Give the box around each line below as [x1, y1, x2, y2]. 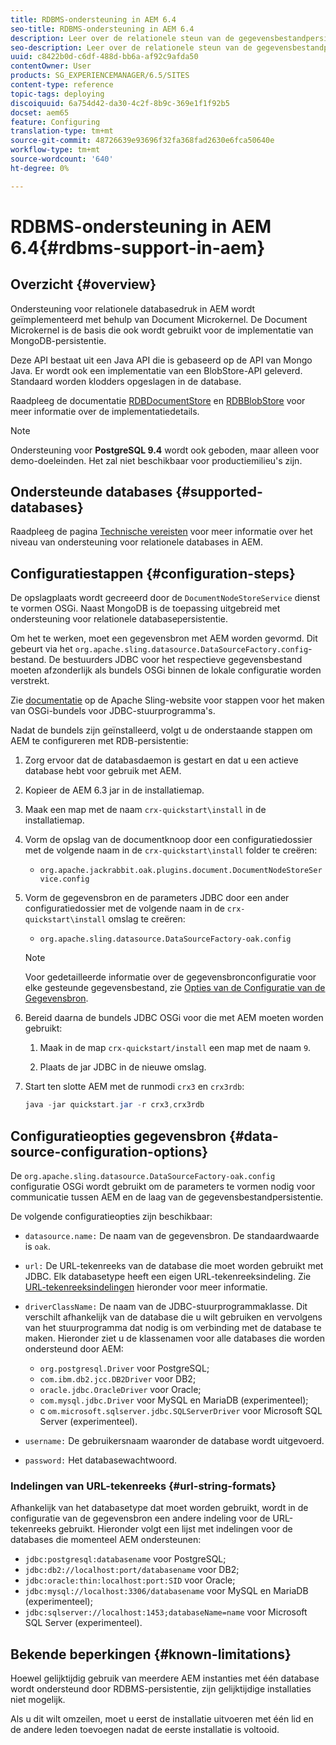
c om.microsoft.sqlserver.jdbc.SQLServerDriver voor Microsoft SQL [39, 1404, 323, 1416]
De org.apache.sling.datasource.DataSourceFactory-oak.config [10, 1169, 276, 1181]
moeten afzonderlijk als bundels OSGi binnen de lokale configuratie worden [10, 664, 322, 676]
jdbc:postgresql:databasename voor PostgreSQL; [24, 1553, 227, 1565]
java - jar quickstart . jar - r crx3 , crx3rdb [24, 1100, 205, 1110]
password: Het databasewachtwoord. [24, 1454, 178, 1466]
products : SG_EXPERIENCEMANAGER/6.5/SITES [10, 71, 190, 81]
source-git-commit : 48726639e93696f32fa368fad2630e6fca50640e [10, 136, 275, 146]
